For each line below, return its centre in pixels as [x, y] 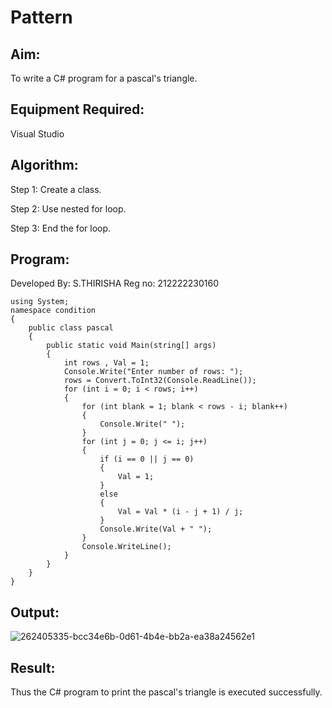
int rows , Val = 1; [106, 363]
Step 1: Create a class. [56, 189]
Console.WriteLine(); [126, 547]
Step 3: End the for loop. [61, 228]
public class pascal [71, 328]
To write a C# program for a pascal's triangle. [104, 78]
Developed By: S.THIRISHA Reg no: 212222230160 [115, 283]
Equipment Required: [77, 109]
